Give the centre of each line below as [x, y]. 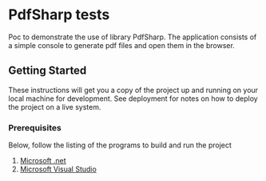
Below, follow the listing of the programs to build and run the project [120, 145]
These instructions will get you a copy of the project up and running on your [133, 90]
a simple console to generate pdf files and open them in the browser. [122, 45]
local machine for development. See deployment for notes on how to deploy [133, 99]
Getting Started [48, 71]
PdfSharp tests [59, 15]
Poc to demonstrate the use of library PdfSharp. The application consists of [133, 37]
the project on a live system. [55, 107]
